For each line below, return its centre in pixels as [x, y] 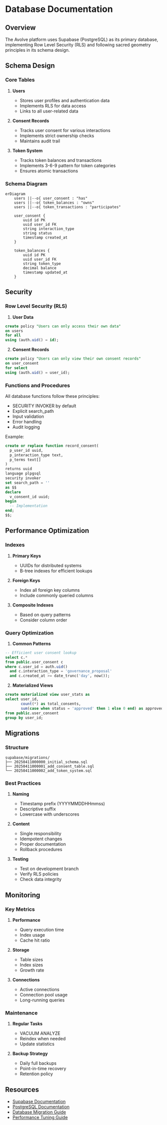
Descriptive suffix [38, 809]
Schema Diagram [26, 184]
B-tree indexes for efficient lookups [56, 571]
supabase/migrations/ [28, 758]
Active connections [40, 990]
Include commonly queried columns [56, 595]
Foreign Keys [26, 580]
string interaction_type [49, 229]
